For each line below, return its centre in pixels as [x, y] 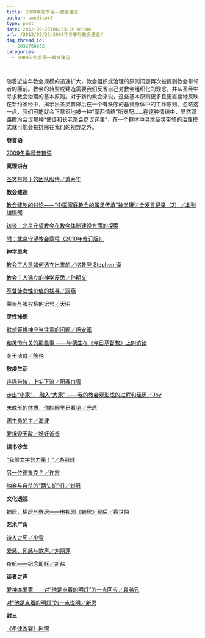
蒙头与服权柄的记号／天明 [38, 303]
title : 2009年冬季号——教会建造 [42, 12]
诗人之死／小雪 [25, 537]
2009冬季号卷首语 [29, 153]
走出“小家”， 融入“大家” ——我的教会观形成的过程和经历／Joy [84, 395]
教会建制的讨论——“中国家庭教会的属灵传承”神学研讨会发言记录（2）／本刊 [101, 205]
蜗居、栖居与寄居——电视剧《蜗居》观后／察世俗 [68, 511]
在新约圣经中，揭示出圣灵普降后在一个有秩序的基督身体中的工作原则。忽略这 [103, 104]
